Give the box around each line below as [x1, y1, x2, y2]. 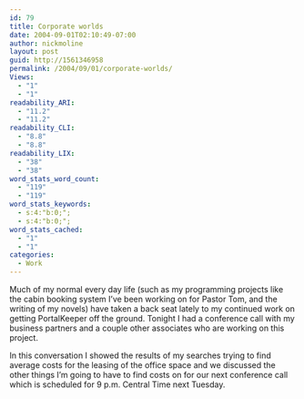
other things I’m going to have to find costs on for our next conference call [9, 370, 289, 380]
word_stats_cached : [9, 225, 84, 234]
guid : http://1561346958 [9, 56, 104, 65]
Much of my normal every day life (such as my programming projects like [9, 284, 284, 294]
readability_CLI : [9, 124, 76, 133]
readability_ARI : [9, 97, 76, 107]
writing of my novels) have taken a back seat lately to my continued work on [9, 303, 296, 314]
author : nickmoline [9, 38, 84, 48]
